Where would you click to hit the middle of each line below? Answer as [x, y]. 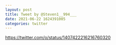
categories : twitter [27, 23]
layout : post [19, 10]
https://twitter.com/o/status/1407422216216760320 [58, 38]
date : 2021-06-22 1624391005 [35, 19]
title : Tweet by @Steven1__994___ [41, 14]
